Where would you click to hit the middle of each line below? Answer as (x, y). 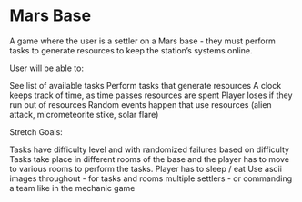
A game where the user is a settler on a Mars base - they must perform (142, 41)
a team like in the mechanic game (72, 188)
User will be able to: (47, 68)
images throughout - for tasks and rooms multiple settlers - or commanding (151, 178)
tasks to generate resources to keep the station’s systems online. (131, 50)
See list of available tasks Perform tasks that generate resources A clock (146, 85)
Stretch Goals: (36, 131)
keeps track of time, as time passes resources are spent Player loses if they (151, 95)
